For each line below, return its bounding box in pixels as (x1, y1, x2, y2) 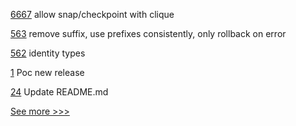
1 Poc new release (10, 67, 85, 78)
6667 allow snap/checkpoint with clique (10, 9, 175, 20)
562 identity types (10, 47, 86, 59)
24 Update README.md (10, 86, 109, 98)
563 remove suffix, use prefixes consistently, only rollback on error (10, 28, 287, 39)
